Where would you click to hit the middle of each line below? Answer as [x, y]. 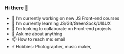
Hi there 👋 [17, 8]
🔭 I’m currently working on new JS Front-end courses [65, 18]
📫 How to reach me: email [38, 39]
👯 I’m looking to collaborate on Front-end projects [62, 29]
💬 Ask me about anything [37, 34]
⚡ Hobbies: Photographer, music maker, [52, 47]
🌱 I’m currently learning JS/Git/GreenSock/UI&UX [61, 23]
